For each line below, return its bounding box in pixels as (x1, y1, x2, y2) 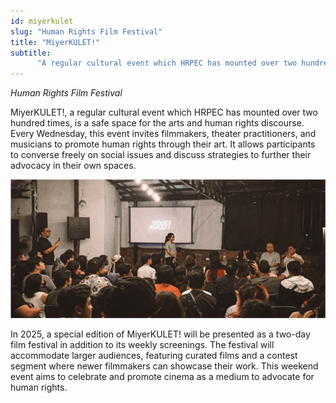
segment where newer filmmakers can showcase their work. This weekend (10, 360, 319, 372)
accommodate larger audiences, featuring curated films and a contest (10, 349, 298, 361)
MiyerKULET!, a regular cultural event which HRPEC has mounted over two (10, 106, 318, 119)
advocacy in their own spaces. (10, 160, 137, 172)
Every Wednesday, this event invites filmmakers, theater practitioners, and (10, 128, 317, 140)
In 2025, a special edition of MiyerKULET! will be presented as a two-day (10, 328, 311, 340)
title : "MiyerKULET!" (10, 37, 101, 47)
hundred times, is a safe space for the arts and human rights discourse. (10, 117, 305, 129)
